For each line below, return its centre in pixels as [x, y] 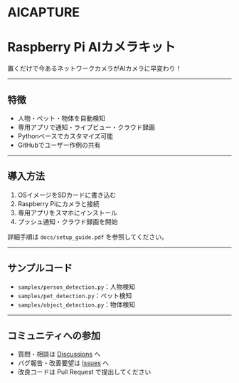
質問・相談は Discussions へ [59, 354]
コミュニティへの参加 [54, 336]
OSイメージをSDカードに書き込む [67, 195]
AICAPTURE [44, 12]
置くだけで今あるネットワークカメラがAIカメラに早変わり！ [95, 68]
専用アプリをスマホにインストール [68, 213]
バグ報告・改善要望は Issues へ [63, 363]
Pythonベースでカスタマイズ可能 [65, 136]
